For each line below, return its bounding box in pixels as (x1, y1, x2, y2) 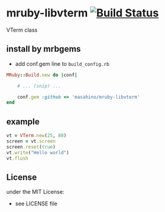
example (6, 116, 40, 127)
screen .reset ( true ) (6, 144, 56, 150)
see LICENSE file (15, 200, 58, 207)
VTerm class (6, 26, 38, 34)
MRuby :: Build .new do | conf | (6, 72, 78, 78)
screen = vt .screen (6, 138, 56, 144)
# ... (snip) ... (17, 83, 61, 89)
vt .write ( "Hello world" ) (6, 149, 69, 155)
